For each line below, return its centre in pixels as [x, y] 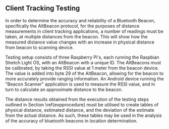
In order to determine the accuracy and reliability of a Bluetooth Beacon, [80, 20]
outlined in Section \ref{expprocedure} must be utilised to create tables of [82, 104]
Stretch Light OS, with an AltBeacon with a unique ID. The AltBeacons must [83, 62]
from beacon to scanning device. [40, 47]
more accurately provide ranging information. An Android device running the [84, 78]
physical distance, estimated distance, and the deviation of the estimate [80, 110]
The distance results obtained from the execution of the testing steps [77, 99]
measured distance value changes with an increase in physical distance [80, 42]
